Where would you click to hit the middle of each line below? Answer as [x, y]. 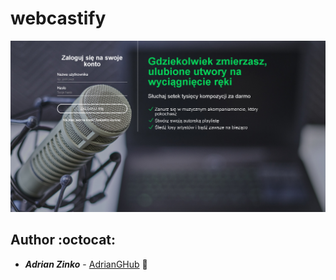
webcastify [58, 18]
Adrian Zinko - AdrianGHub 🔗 [86, 264]
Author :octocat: [63, 240]
